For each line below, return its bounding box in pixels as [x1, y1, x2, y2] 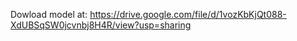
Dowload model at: [10, 9, 88, 20]
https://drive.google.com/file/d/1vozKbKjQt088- [89, 9, 287, 20]
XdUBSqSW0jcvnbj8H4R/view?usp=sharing [10, 19, 192, 31]
